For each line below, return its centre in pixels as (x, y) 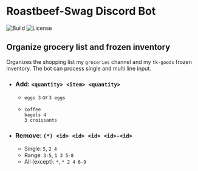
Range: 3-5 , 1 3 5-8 (49, 155)
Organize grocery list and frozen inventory (88, 47)
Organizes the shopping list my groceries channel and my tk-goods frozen (99, 61)
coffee (32, 110)
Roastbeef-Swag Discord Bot (81, 11)
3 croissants (41, 120)
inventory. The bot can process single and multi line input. (79, 68)
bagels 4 (35, 115)
